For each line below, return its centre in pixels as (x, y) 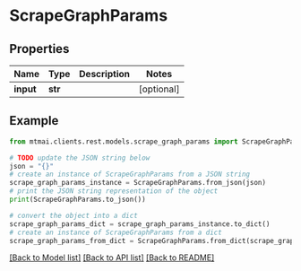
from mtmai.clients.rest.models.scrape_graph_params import (124, 141)
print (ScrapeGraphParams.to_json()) (77, 200)
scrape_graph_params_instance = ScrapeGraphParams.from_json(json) (138, 183)
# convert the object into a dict (74, 215)
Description (104, 74)
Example (34, 121)
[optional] (159, 89)
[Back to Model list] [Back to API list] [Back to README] (112, 258)
